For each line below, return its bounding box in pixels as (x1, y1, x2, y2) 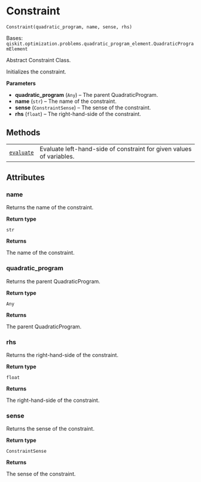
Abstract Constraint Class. (6, 56, 71, 63)
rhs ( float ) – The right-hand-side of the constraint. (14, 110, 142, 117)
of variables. (39, 152, 75, 160)
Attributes (6, 172, 45, 183)
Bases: (6, 34, 23, 41)
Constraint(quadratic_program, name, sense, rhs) (6, 24, 133, 30)
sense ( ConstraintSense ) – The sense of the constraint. (14, 103, 151, 111)
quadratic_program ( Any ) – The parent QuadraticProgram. (14, 91, 159, 98)
